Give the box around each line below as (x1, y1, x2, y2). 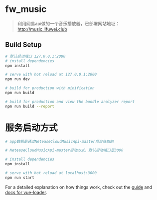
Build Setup (5, 41, 42, 49)
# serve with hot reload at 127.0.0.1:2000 (5, 72, 97, 77)
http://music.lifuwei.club (17, 26, 67, 32)
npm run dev (5, 77, 30, 82)
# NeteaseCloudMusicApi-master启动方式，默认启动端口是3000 (5, 148, 124, 153)
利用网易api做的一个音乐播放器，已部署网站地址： (17, 20, 120, 26)
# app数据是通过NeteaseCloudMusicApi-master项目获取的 (5, 139, 114, 144)
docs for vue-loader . (5, 189, 47, 195)
